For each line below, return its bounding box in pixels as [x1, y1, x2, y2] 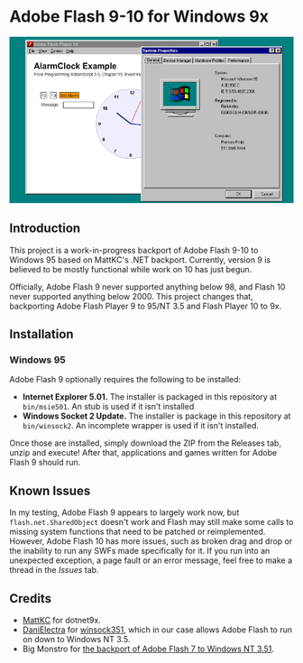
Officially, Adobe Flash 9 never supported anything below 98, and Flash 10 [9, 281, 286, 292]
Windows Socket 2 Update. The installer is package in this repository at [22, 410, 291, 421]
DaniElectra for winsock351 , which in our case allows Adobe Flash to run [22, 624, 293, 635]
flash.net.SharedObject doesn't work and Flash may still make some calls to [9, 517, 294, 528]
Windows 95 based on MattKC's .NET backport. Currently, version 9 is [9, 254, 271, 265]
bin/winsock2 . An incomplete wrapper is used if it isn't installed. [22, 420, 259, 431]
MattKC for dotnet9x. [22, 615, 101, 626]
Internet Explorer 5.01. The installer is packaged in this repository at [22, 391, 278, 402]
